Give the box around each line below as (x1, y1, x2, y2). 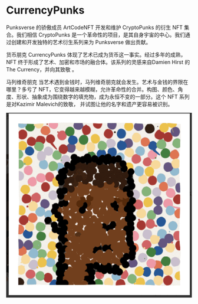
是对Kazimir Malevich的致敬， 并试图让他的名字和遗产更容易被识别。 (6, 100, 173, 107)
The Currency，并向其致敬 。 (6, 66, 78, 73)
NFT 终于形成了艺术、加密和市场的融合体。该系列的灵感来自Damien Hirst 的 (6, 58, 190, 66)
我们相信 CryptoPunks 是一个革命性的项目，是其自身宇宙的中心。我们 (16, 31, 186, 38)
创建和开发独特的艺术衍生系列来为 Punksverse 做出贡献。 (11, 38, 151, 45)
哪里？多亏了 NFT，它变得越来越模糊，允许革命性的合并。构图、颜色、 (6, 86, 178, 93)
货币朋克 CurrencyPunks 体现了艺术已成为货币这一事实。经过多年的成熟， (6, 51, 186, 58)
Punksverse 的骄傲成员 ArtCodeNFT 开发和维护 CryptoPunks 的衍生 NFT (6, 24, 183, 31)
